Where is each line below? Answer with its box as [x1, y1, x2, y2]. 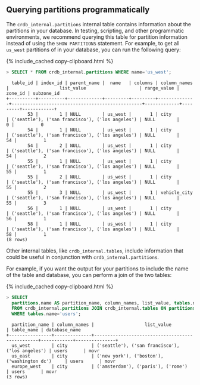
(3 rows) [6, 374, 28, 380]
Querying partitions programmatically [6, 5, 150, 15]
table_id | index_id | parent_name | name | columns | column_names [11, 80, 193, 86]
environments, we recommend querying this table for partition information [6, 33, 187, 41]
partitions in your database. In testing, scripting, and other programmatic [6, 27, 185, 34]
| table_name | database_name [6, 327, 82, 333]
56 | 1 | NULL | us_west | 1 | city [27, 205, 171, 211]
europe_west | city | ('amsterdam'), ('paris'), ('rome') [11, 364, 187, 369]
